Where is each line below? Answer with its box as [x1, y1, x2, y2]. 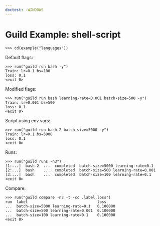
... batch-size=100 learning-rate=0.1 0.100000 [5, 212, 115, 217]
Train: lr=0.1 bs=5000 [5, 131, 53, 137]
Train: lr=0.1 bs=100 [5, 68, 51, 73]
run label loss [5, 199, 107, 204]
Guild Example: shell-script [5, 29, 121, 40]
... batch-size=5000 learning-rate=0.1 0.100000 [5, 203, 115, 208]
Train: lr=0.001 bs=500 [5, 100, 55, 105]
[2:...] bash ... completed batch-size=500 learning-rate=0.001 [5, 167, 156, 173]
